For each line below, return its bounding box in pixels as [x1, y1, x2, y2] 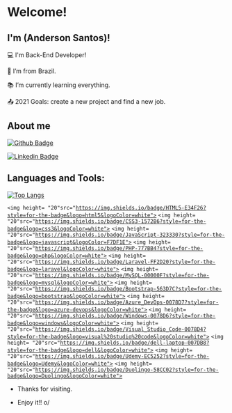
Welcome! [7, 4, 67, 20]
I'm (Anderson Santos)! [7, 32, 110, 44]
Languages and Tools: [7, 172, 106, 185]
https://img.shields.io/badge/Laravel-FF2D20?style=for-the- [35, 258, 216, 265]
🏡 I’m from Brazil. [7, 67, 57, 75]
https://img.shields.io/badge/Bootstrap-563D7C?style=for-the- [35, 285, 222, 293]
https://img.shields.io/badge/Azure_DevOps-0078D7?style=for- [35, 299, 219, 306]
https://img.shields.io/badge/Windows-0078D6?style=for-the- [35, 312, 216, 319]
